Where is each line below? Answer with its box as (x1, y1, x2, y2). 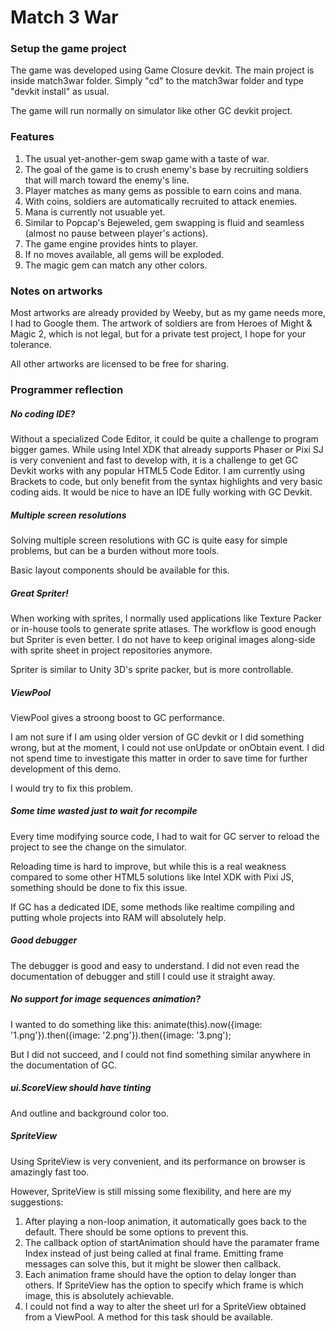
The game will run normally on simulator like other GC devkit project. (10, 105, 293, 117)
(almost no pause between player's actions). (24, 227, 209, 239)
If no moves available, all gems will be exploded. (24, 248, 225, 260)
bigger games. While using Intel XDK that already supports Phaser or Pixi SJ (10, 443, 324, 455)
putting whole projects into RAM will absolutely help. (10, 911, 227, 923)
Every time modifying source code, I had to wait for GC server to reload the (10, 830, 320, 842)
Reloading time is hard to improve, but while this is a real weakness (10, 860, 287, 872)
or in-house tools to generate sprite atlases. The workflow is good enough (10, 622, 317, 635)
